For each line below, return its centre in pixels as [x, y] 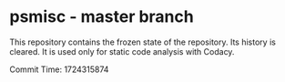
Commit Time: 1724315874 [59, 69]
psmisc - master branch [102, 17]
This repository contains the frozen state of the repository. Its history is [142, 42]
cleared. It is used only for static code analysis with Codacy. [122, 51]
